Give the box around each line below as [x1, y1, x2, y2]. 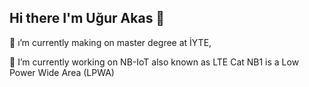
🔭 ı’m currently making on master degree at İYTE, [9, 36, 212, 48]
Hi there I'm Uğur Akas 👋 [9, 10, 166, 27]
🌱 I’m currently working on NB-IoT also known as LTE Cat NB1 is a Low [9, 56, 300, 68]
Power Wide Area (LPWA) [9, 66, 115, 78]
